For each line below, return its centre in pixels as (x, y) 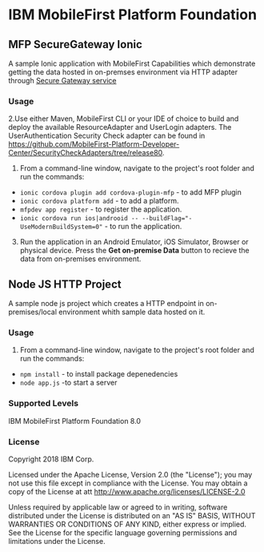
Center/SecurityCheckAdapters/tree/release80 (85, 153)
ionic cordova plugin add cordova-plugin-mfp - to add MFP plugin (130, 192)
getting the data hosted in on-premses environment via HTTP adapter (123, 72)
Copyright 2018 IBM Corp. (51, 459)
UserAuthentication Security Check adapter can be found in (107, 136)
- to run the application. (143, 227)
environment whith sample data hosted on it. (132, 312)
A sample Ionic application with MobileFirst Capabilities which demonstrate (132, 63)
